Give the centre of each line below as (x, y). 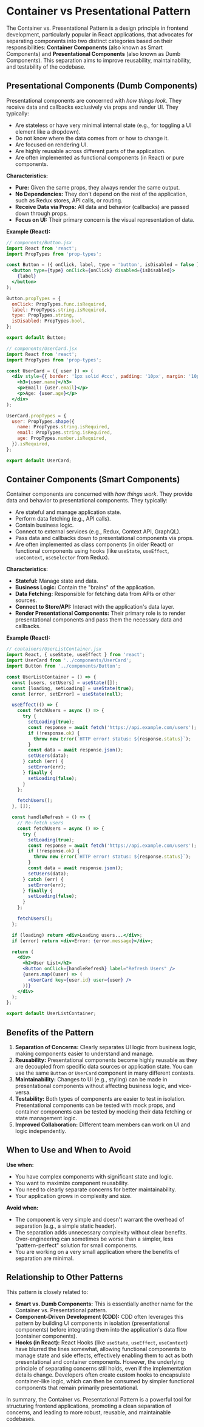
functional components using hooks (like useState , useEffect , (92, 551)
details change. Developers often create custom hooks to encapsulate (103, 1375)
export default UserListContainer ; (51, 1014)
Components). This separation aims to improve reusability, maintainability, (99, 60)
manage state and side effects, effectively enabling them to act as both (104, 1355)
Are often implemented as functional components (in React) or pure (99, 157)
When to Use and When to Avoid (69, 1150)
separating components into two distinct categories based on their (90, 41)
